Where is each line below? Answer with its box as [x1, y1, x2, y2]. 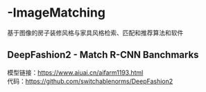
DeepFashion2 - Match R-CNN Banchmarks [7, 49, 199, 61]
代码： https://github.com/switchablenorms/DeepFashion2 [7, 77, 173, 85]
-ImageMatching [7, 5, 106, 21]
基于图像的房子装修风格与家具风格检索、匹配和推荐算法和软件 [7, 28, 184, 37]
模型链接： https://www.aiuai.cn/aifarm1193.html [7, 68, 144, 77]
